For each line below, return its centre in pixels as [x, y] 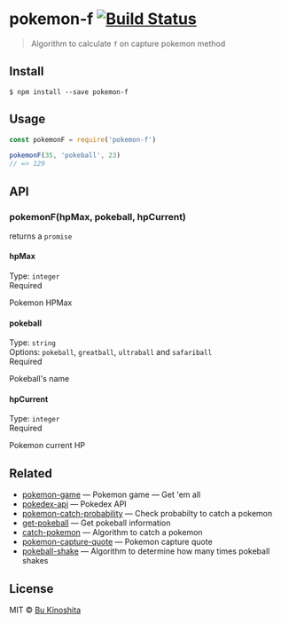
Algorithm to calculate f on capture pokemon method [128, 43]
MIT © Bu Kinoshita [45, 610]
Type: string [32, 343]
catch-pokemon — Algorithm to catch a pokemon [112, 532]
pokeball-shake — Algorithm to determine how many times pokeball [146, 551]
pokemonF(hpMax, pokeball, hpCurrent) [98, 217]
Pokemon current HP [47, 446]
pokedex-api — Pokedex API [74, 504]
